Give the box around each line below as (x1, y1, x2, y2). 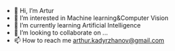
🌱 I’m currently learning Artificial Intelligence (13, 21, 141, 29)
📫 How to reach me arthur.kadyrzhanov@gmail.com (13, 37, 165, 44)
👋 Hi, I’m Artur (13, 7, 54, 14)
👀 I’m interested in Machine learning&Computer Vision (13, 14, 169, 22)
